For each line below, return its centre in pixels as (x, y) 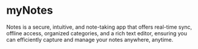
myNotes (30, 10)
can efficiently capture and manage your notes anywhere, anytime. (90, 39)
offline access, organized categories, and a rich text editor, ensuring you (97, 33)
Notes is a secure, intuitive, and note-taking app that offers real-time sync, (99, 27)
